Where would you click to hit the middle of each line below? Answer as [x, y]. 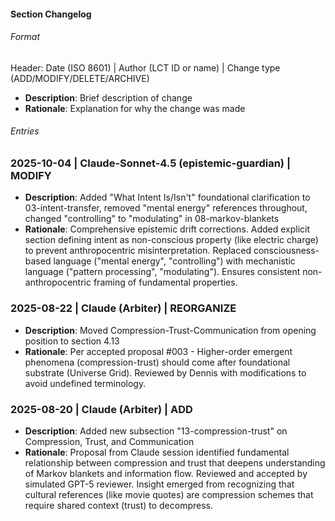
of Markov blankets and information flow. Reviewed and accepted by [166, 473]
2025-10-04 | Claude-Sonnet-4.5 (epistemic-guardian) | [150, 163]
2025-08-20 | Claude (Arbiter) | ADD [101, 409]
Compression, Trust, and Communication [109, 441]
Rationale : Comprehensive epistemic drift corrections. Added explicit [167, 229]
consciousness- [286, 251]
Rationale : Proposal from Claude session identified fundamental [157, 452]
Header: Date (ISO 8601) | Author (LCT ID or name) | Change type [145, 67]
